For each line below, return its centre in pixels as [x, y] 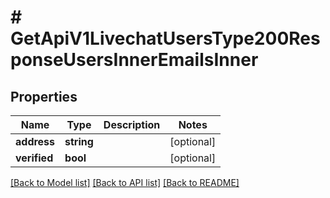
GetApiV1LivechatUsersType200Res [165, 38]
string [79, 141]
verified [34, 158]
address [35, 141]
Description [132, 124]
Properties [44, 96]
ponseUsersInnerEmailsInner [134, 60]
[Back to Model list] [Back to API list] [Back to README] [125, 182]
